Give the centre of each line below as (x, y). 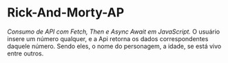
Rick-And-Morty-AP (66, 13)
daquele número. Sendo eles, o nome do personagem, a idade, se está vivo (114, 46)
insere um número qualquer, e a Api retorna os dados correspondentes (108, 38)
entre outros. (25, 53)
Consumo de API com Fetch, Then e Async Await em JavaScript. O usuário (114, 32)
